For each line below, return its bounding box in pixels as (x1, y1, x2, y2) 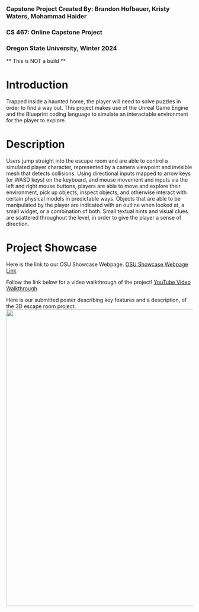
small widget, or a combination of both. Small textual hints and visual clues (6, 208, 188, 215)
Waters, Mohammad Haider (6, 12, 87, 20)
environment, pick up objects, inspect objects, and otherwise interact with (6, 189, 187, 196)
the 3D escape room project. (6, 302, 76, 310)
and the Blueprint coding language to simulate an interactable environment (6, 110, 188, 118)
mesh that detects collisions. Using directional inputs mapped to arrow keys (6, 170, 191, 177)
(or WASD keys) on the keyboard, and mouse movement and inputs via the (6, 176, 188, 183)
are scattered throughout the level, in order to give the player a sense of (6, 214, 182, 221)
